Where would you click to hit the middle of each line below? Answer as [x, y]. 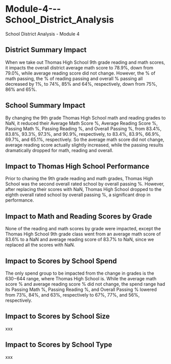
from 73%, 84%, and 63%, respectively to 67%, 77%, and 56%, [72, 295]
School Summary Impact [45, 105]
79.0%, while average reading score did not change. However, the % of [80, 73]
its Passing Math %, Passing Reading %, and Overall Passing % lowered [81, 289]
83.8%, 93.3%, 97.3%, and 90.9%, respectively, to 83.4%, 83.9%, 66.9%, [83, 134]
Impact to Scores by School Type [59, 345]
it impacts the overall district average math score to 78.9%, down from [79, 67]
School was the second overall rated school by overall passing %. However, [85, 184]
